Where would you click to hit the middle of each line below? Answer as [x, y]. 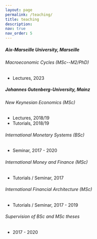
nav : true [16, 29]
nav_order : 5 [19, 33]
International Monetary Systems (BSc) [45, 135]
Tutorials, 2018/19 [31, 123]
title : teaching [22, 19]
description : [19, 24]
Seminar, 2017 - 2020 [35, 151]
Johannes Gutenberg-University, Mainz [48, 89]
